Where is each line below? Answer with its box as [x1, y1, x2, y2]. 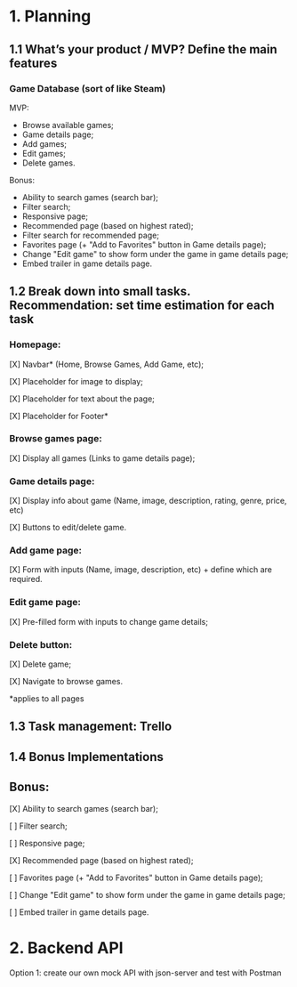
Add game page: [9, 545, 83, 557]
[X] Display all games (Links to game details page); [9, 452, 196, 464]
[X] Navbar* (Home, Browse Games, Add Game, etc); [9, 359, 205, 369]
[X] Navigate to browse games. [9, 676, 123, 687]
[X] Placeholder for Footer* [9, 410, 108, 421]
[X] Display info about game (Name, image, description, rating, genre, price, [9, 496, 287, 506]
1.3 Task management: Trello [9, 719, 173, 734]
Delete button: [9, 638, 73, 651]
